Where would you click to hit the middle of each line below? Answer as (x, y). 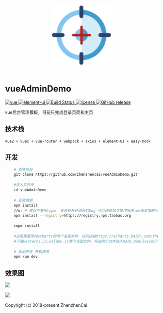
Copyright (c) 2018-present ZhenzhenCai (46, 305)
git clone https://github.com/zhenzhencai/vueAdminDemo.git (76, 175)
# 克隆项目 (23, 169)
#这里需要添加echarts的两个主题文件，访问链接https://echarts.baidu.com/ (83, 236)
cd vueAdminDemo (30, 190)
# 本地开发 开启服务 (32, 252)
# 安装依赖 (23, 200)
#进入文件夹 (24, 185)
